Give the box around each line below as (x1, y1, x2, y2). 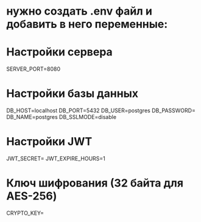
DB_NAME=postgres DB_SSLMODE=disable (6, 113, 117, 121)
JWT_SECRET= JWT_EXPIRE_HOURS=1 (6, 155, 105, 162)
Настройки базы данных (6, 87, 139, 101)
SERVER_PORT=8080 (6, 65, 61, 73)
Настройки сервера (6, 45, 113, 59)
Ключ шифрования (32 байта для (6, 176, 184, 190)
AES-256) (6, 189, 57, 203)
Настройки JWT (6, 135, 93, 149)
